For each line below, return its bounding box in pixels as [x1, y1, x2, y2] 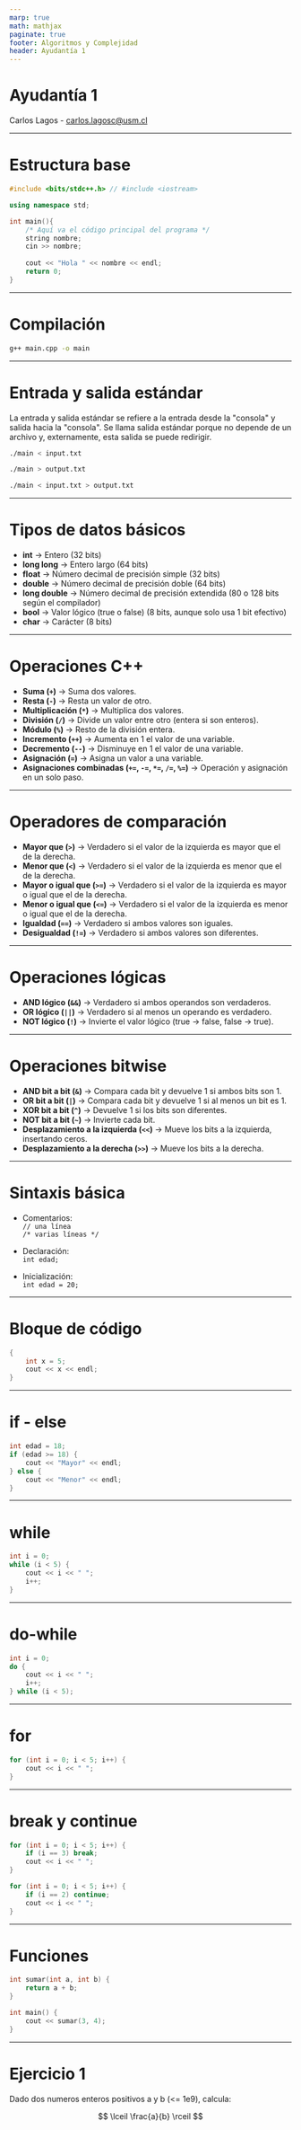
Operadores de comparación [9, 812, 227, 832]
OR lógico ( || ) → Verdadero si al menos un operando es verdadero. [21, 1006, 272, 1017]
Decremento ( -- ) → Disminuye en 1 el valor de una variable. [21, 743, 244, 754]
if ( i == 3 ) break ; [25, 1849, 99, 1858]
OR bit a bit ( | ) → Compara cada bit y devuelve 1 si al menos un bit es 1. [21, 1095, 287, 1106]
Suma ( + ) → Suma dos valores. [21, 686, 137, 696]
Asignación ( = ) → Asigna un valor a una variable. [21, 753, 203, 764]
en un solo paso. [21, 772, 84, 782]
